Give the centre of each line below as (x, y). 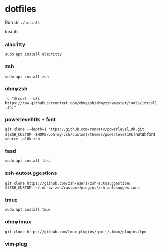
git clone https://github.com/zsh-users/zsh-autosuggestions (68, 183)
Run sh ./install (23, 22)
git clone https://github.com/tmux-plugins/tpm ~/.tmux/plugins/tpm (76, 232)
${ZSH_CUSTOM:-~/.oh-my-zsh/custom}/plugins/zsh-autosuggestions (72, 188)
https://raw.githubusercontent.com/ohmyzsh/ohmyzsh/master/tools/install (81, 103)
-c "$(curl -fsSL (23, 99)
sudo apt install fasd (28, 161)
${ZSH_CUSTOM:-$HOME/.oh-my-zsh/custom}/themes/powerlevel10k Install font (80, 134)
